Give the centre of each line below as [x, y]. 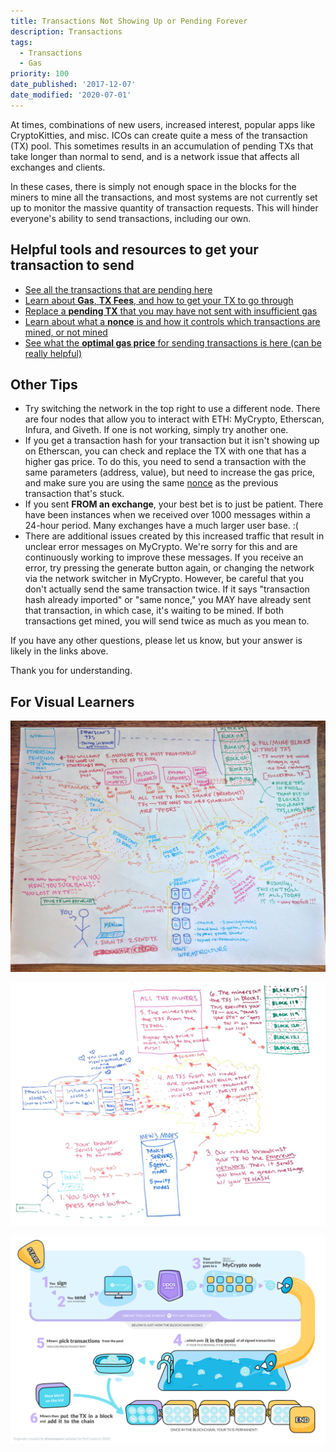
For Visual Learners [72, 701]
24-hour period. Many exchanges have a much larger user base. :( [161, 526]
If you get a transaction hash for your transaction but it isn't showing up [172, 441]
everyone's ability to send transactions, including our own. [131, 218]
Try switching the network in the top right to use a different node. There [172, 409]
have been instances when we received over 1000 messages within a [167, 515]
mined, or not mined [66, 332]
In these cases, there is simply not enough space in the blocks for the [153, 186]
